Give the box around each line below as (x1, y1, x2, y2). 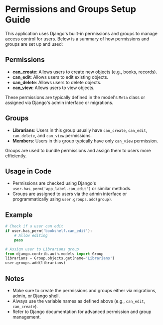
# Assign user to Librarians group (5, 246, 79, 252)
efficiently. (5, 153, 27, 159)
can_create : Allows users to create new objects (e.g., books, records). (12, 69, 158, 75)
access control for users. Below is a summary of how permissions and (5, 36, 150, 42)
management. (12, 314, 41, 320)
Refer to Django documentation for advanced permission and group (12, 309, 152, 315)
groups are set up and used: (5, 41, 63, 47)
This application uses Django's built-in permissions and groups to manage (5, 30, 158, 36)
